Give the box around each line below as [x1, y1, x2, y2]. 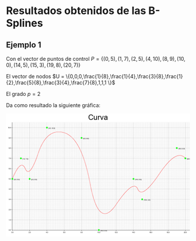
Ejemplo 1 [6, 40, 41, 50]
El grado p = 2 [6, 91, 41, 97]
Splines [6, 16, 43, 30]
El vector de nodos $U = [6, 73, 65, 80]
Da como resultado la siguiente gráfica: [6, 102, 101, 109]
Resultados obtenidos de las [6, 4, 146, 18]
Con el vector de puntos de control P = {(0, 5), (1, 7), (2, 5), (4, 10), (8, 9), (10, [6, 56, 185, 62]
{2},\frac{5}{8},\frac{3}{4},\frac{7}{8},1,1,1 [6, 79, 107, 86]
